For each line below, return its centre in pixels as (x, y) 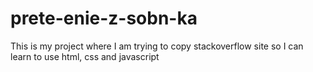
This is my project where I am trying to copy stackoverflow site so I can (157, 46)
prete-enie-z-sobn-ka (104, 18)
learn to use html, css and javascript (85, 56)
